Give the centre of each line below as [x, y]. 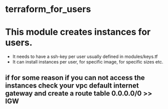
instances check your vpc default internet [72, 85]
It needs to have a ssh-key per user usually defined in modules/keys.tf [85, 56]
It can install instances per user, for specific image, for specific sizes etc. [88, 62]
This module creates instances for [78, 32]
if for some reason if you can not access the [75, 78]
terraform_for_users [48, 9]
